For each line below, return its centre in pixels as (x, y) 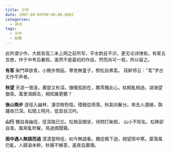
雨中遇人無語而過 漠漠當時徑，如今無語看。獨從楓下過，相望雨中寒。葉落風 (84, 139)
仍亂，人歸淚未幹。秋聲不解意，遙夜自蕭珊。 (52, 145)
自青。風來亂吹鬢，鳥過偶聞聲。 (39, 128)
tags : (11, 29)
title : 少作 (17, 10)
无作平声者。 (19, 76)
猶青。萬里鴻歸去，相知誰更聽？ (39, 94)
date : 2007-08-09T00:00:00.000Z (39, 15)
